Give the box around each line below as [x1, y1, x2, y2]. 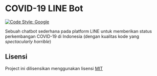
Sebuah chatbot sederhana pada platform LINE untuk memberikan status [5, 28, 152, 34]
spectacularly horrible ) [5, 38, 51, 44]
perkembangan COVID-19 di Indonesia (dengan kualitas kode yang [5, 33, 139, 39]
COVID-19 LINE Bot [5, 3, 83, 14]
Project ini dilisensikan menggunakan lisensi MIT [5, 65, 103, 71]
